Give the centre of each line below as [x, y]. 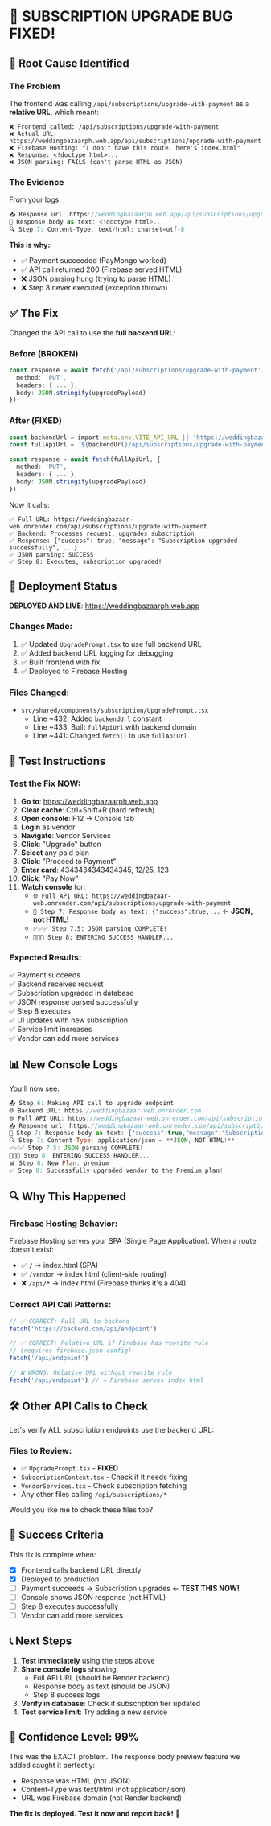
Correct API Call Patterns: [60, 1305]
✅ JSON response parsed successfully [74, 1002]
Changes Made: [41, 627]
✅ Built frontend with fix [60, 662]
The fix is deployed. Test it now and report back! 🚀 [94, 1813]
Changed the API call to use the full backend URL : [92, 332]
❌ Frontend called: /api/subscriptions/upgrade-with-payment [114, 127]
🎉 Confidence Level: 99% [74, 1737]
